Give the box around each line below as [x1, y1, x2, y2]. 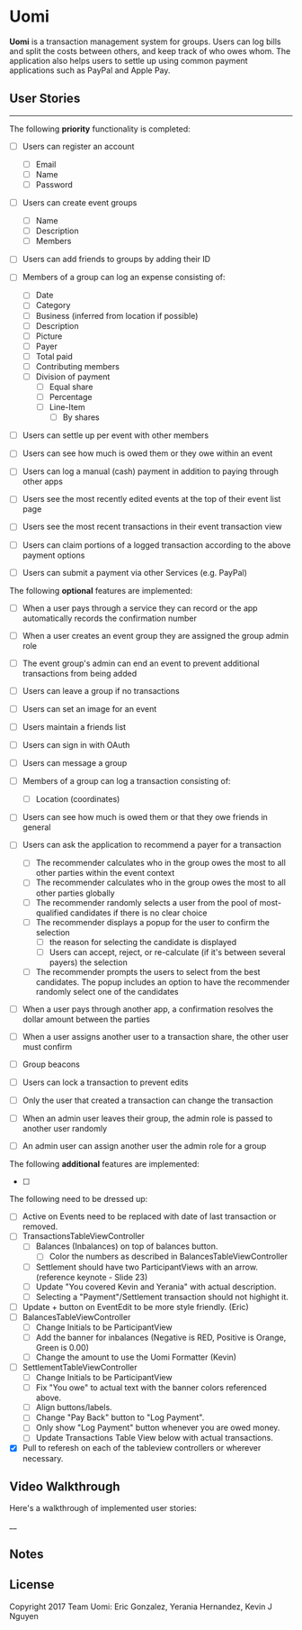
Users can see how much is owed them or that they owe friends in [22, 812, 268, 823]
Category [35, 300, 71, 311]
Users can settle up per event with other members [22, 430, 209, 441]
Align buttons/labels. [35, 1402, 112, 1413]
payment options [22, 550, 85, 560]
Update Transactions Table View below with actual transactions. [35, 1433, 274, 1443]
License [9, 1577, 55, 1592]
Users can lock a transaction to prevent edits [22, 1077, 189, 1088]
